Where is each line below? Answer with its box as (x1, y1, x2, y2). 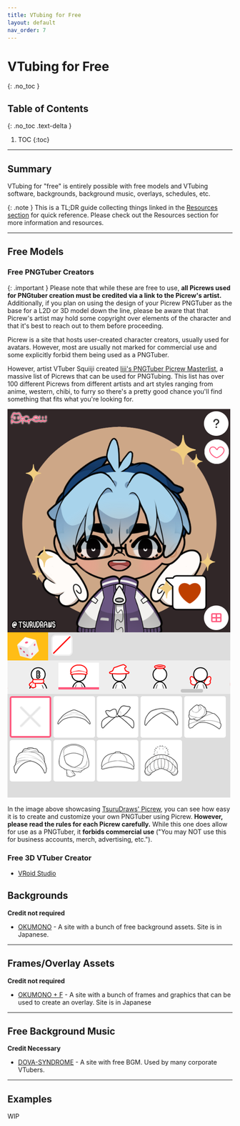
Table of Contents (7, 102, 89, 114)
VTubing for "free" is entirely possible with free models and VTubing (7, 181, 209, 190)
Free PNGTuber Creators (7, 267, 94, 277)
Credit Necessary (7, 1044, 61, 1053)
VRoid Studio (17, 869, 56, 877)
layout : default (7, 19, 56, 26)
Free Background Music (7, 1025, 116, 1037)
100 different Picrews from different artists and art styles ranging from (7, 379, 214, 388)
